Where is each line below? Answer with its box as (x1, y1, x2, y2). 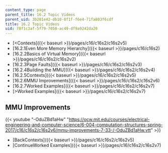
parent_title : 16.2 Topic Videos (5, 12, 75, 17)
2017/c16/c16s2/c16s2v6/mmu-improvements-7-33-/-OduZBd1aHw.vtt (5, 127, 151, 133)
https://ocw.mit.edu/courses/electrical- (68, 116, 150, 122)
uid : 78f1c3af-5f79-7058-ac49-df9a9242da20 (5, 26, 98, 31)
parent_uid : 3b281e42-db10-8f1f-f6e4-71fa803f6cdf (5, 17, 114, 22)
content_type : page (5, 7, 46, 13)
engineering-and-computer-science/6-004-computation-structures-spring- (5, 122, 163, 128)
